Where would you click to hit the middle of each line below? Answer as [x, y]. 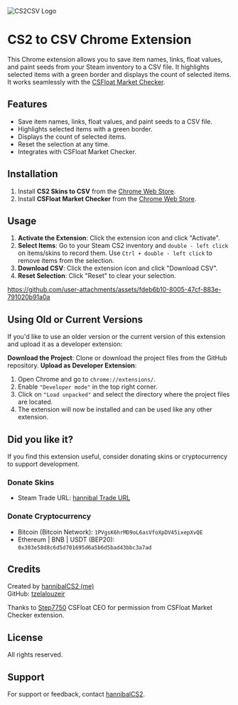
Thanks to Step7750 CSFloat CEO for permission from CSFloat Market [110, 608]
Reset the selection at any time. [64, 144]
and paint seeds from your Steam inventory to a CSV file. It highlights [108, 67]
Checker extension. [36, 615]
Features [27, 104]
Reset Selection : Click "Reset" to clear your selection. [97, 276]
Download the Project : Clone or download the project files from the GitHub [117, 358]
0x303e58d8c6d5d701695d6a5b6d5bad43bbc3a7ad [85, 547]
